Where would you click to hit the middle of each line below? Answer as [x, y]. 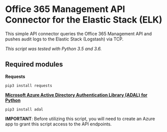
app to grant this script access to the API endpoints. [59, 124]
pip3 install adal [24, 109]
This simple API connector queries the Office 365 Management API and [79, 33]
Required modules [34, 64]
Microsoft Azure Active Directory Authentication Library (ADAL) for [76, 95]
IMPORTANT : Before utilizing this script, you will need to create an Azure [80, 118]
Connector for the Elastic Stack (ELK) [84, 20]
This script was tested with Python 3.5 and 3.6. [54, 48]
